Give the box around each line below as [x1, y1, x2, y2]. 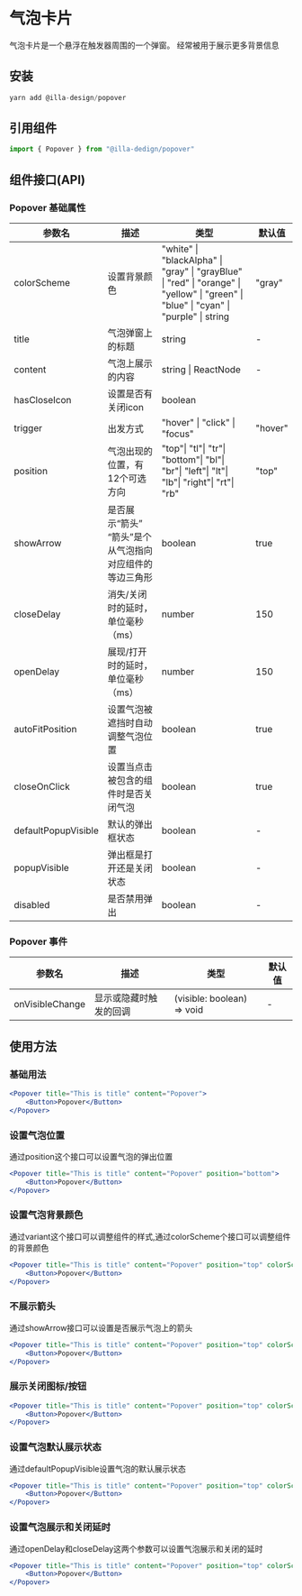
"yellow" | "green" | [161, 288, 244, 300]
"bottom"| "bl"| [161, 454, 225, 465]
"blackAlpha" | [161, 254, 223, 266]
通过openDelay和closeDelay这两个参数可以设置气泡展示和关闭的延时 [9, 1543, 263, 1554]
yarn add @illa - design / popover [9, 93, 127, 102]
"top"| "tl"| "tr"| [161, 443, 226, 454]
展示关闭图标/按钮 [9, 1380, 87, 1393]
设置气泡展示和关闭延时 [9, 1521, 111, 1534]
